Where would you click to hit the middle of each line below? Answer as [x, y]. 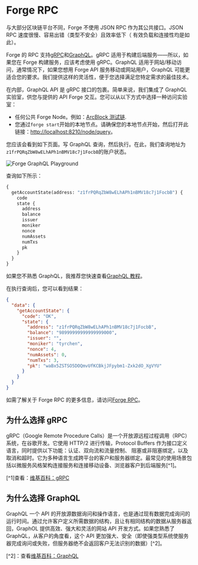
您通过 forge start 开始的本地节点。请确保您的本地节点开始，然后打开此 [101, 124]
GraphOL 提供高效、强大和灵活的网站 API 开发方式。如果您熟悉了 [95, 528]
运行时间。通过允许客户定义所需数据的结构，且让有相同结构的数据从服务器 [96, 521]
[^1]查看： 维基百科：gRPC [38, 477]
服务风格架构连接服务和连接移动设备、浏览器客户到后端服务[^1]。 [100, 465]
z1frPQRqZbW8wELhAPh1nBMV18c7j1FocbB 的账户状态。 [68, 151]
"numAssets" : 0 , [47, 355]
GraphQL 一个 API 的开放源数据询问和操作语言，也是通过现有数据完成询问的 [98, 514]
